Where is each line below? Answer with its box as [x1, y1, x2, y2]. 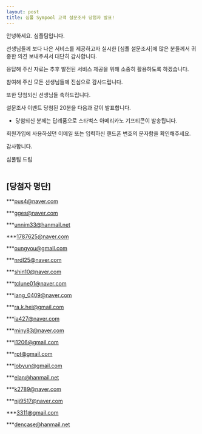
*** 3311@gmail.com [6, 409, 59, 416]
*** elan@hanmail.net [6, 374, 59, 381]
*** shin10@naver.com [6, 268, 62, 276]
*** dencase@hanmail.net [6, 421, 70, 428]
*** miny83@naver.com [6, 327, 65, 334]
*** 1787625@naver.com [6, 233, 69, 240]
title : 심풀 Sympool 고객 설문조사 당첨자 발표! [6, 15, 115, 21]
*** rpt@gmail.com [6, 350, 53, 358]
